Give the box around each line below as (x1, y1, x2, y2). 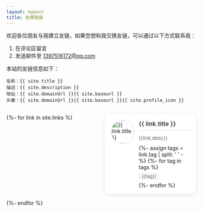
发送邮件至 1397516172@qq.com (14, 52, 96, 59)
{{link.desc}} (138, 134, 168, 142)
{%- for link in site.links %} (6, 114, 73, 121)
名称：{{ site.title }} (6, 78, 63, 84)
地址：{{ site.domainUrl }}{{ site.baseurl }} (6, 91, 122, 97)
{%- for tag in (147, 157, 182, 164)
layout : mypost (6, 8, 45, 15)
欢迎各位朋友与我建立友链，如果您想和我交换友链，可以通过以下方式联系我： (6, 31, 196, 39)
